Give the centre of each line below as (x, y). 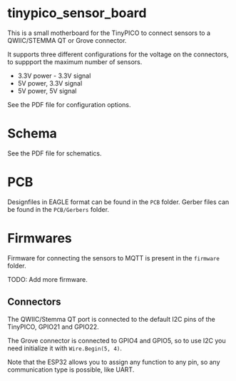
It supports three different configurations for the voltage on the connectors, (118, 54)
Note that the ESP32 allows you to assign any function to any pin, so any (114, 362)
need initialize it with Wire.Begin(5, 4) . (65, 348)
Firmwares (40, 238)
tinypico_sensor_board (77, 13)
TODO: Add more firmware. (47, 279)
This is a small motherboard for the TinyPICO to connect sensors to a (109, 33)
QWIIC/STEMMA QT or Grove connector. (67, 40)
